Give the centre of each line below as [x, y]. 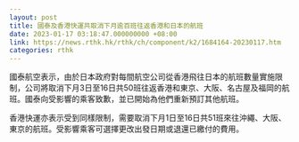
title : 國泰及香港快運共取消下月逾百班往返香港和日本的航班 [106, 26]
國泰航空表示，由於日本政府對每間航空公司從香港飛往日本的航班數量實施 [142, 77]
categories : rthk [42, 51]
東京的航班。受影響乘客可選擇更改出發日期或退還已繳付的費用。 [126, 129]
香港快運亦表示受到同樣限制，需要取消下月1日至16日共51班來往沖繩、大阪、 [148, 118]
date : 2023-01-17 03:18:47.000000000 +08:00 [93, 34]
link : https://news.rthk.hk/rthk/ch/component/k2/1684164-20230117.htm [145, 42]
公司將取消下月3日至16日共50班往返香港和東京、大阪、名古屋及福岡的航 [157, 88]
